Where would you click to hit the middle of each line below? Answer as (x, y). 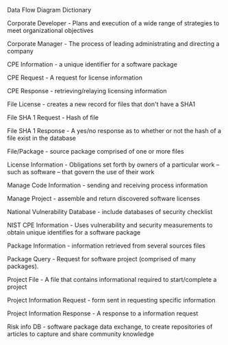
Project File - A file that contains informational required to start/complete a (112, 279)
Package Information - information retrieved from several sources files (106, 246)
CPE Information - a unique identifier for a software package (92, 64)
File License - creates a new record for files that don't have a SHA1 (101, 104)
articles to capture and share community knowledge (80, 334)
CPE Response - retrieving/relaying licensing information (87, 91)
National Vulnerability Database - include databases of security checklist (110, 212)
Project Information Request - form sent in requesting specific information (111, 300)
